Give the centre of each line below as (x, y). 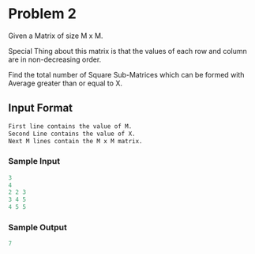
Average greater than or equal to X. (65, 83)
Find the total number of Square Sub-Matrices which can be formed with (126, 74)
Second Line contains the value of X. (72, 134)
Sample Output (37, 227)
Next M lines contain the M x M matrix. (76, 141)
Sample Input (34, 161)
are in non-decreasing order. (55, 59)
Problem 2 (42, 14)
